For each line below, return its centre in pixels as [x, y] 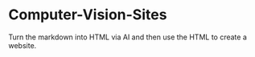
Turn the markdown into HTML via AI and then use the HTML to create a [128, 37]
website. [23, 45]
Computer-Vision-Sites [88, 15]
